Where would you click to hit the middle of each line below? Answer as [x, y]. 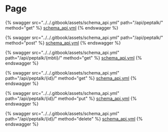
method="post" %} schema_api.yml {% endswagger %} [63, 42]
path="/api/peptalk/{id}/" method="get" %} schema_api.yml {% [71, 78]
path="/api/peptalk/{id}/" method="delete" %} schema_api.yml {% [74, 118]
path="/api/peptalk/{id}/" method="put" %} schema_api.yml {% [71, 98]
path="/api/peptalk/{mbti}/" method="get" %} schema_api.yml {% [73, 57]
